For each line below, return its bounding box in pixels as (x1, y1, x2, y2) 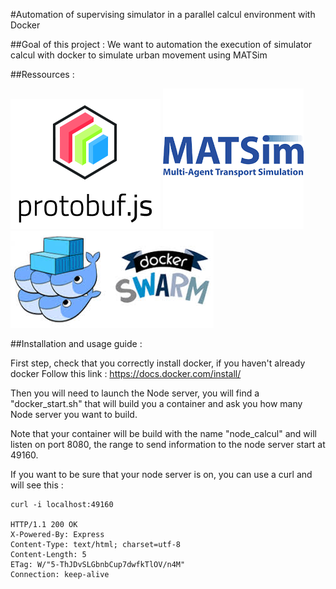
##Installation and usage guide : (10, 338, 143, 349)
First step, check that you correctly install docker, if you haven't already (10, 357, 306, 369)
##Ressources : (10, 69, 75, 80)
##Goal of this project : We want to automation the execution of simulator (10, 39, 313, 50)
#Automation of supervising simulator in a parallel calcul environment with (10, 9, 316, 20)
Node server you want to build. (10, 409, 138, 420)
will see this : (10, 479, 64, 491)
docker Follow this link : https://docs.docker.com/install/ (10, 368, 242, 379)
